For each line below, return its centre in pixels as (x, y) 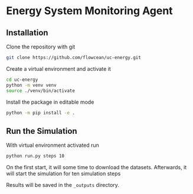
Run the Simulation (42, 131)
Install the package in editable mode (50, 102)
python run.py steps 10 (35, 156)
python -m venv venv (32, 85)
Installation (27, 33)
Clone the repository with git (41, 47)
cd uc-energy (22, 80)
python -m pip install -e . (41, 113)
